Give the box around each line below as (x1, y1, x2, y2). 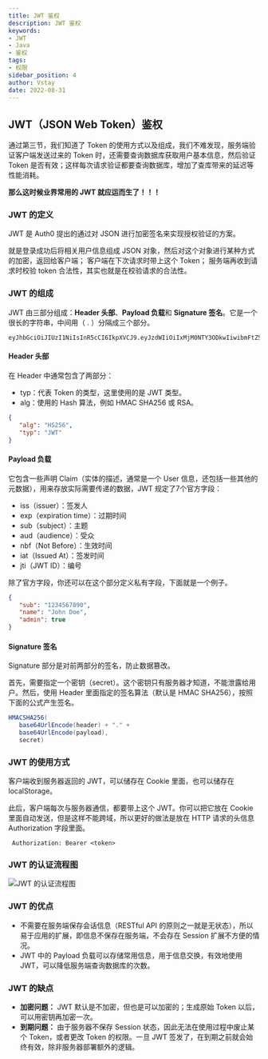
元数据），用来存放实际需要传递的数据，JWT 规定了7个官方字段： (8, 483, 222, 493)
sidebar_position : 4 (8, 71, 77, 79)
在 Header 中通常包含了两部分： (8, 370, 114, 380)
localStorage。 (8, 786, 57, 796)
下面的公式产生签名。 (8, 697, 78, 708)
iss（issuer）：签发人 (19, 501, 88, 510)
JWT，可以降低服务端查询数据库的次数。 (19, 961, 155, 970)
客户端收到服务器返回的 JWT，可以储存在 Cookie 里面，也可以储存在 (8, 777, 235, 786)
